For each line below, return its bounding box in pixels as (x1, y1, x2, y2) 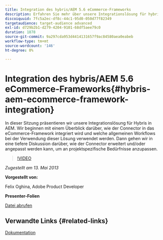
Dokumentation (5, 230, 36, 236)
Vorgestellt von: (5, 174, 38, 180)
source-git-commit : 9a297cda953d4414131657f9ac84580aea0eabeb (5, 35, 133, 39)
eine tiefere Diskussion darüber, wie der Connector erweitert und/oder (5, 141, 146, 147)
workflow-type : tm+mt (5, 39, 49, 44)
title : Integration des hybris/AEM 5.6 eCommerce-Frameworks (5, 7, 131, 12)
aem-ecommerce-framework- (5, 93, 129, 105)
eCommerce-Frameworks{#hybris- (5, 83, 151, 94)
